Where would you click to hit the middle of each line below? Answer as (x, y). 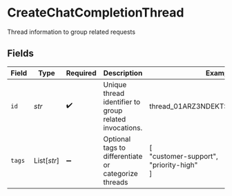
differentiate (123, 156)
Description (123, 72)
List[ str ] (47, 160)
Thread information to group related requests (71, 32)
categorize (120, 173)
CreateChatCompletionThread (96, 13)
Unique (115, 84)
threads (116, 182)
